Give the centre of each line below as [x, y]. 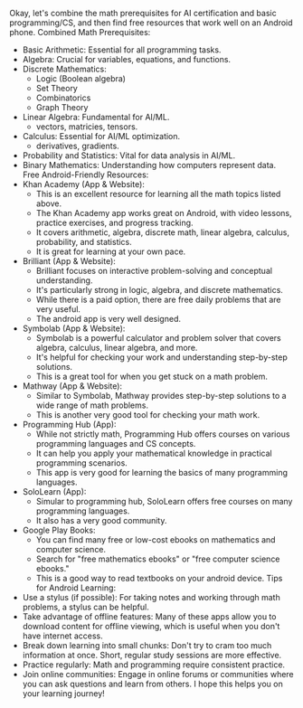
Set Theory [57, 88]
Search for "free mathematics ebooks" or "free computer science [158, 559]
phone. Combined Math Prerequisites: [80, 32]
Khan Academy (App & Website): [83, 184]
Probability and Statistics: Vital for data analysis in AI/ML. [129, 156]
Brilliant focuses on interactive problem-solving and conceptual [154, 271]
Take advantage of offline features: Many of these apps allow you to [149, 617]
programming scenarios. [82, 463]
